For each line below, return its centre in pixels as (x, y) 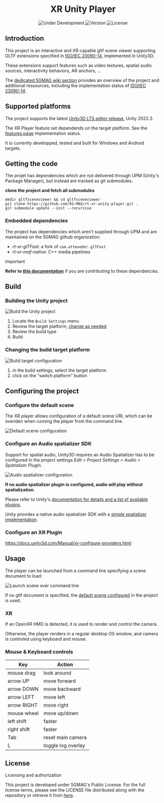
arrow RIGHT (23, 705)
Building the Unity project (36, 300)
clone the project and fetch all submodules (50, 191)
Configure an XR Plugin (34, 532)
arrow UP (19, 681)
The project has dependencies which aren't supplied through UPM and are (81, 231)
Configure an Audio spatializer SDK (48, 444)
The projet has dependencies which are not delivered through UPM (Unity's (82, 176)
